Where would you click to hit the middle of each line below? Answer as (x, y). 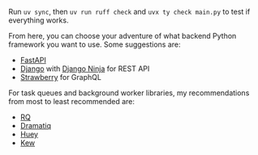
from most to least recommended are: (72, 101)
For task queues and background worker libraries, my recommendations (129, 93)
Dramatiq (35, 126)
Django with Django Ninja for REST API (85, 69)
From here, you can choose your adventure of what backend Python (123, 36)
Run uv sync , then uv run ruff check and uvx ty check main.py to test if (129, 12)
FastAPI (33, 60)
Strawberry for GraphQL (60, 77)
